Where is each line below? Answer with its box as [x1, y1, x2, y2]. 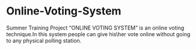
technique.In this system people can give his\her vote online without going [6, 30, 191, 37]
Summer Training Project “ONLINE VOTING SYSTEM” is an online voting [6, 24, 185, 31]
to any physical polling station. [6, 37, 82, 44]
